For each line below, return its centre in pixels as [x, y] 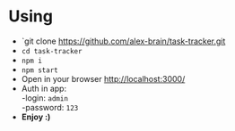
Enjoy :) [36, 117]
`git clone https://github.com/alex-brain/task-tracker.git [123, 41]
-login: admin [45, 98]
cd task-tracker [52, 51]
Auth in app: [44, 88]
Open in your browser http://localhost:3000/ [103, 78]
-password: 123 [50, 107]
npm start [40, 70]
